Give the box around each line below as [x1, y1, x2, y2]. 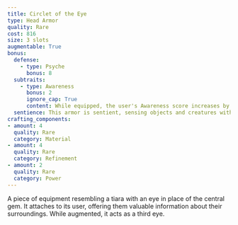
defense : [13, 57, 40, 64]
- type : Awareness [20, 83, 74, 90]
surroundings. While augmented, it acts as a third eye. [7, 209, 165, 218]
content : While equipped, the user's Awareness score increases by [25, 103, 230, 110]
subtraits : [13, 76, 46, 83]
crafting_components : [7, 115, 72, 122]
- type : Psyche [20, 63, 65, 70]
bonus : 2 [25, 89, 52, 96]
